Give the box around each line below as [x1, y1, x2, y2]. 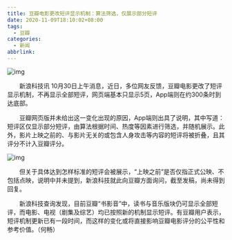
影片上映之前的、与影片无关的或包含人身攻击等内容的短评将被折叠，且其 [19, 130, 225, 139]
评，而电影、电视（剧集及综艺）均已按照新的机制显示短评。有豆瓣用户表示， [7, 208, 225, 216]
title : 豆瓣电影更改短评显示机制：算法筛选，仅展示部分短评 [7, 10, 157, 17]
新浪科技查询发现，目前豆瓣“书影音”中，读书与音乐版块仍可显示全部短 [19, 199, 219, 208]
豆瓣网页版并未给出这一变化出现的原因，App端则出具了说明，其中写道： [19, 113, 224, 121]
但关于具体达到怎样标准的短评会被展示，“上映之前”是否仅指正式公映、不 [19, 167, 224, 176]
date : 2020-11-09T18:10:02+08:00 [7, 17, 104, 23]
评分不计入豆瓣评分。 [7, 139, 68, 148]
